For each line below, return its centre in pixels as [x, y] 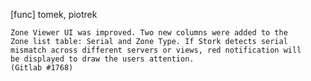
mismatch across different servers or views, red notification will [156, 50]
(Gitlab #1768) [42, 68]
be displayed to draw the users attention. [102, 59]
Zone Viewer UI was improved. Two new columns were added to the [149, 33]
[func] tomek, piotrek [54, 14]
